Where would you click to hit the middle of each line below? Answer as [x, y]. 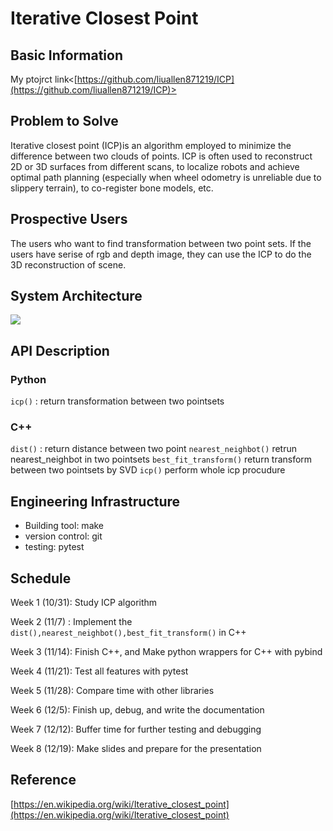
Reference [43, 780]
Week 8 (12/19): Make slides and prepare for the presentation [136, 749]
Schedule [41, 578]
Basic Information [67, 55]
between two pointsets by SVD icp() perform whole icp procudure [148, 470]
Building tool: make [64, 526]
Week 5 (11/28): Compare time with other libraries [112, 691]
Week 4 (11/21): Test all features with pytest [99, 671]
